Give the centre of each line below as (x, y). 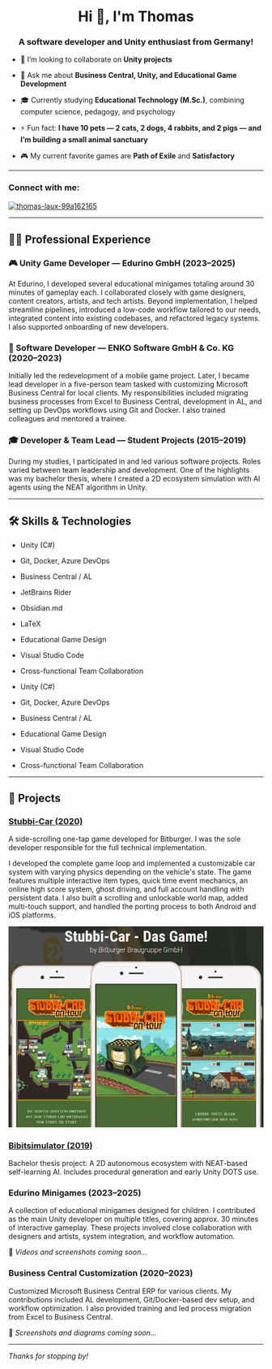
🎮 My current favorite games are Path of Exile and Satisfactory (127, 156)
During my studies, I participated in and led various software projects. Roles (135, 461)
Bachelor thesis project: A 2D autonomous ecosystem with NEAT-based (128, 1164)
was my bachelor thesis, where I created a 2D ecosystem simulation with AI (134, 478)
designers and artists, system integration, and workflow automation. (122, 1237)
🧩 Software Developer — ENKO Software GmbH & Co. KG (121, 348)
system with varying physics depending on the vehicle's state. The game (130, 872)
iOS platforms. (32, 915)
